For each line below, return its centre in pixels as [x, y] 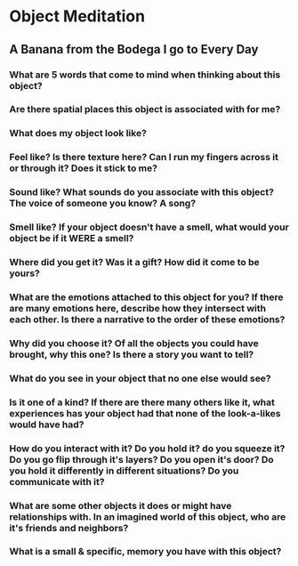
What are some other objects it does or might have [121, 505]
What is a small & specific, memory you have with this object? [145, 552]
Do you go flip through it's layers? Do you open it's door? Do [141, 459]
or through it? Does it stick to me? [84, 168]
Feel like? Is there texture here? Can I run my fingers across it [144, 158]
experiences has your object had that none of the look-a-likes [145, 413]
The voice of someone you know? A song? [103, 204]
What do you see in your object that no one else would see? [140, 378]
